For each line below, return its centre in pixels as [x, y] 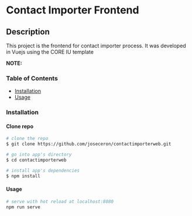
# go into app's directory [39, 155]
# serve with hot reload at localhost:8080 [60, 201]
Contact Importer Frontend [73, 10]
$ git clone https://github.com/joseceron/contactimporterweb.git [89, 144]
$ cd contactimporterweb [36, 160]
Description [28, 32]
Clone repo [20, 126]
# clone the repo [27, 139]
